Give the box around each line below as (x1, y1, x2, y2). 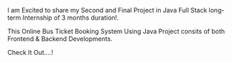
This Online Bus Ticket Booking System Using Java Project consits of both (7, 27, 226, 35)
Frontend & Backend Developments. (7, 35, 112, 43)
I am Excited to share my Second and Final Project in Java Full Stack (7, 6, 208, 14)
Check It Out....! (7, 49, 53, 56)
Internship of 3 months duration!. (22, 13, 120, 22)
